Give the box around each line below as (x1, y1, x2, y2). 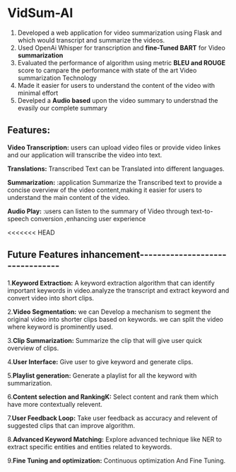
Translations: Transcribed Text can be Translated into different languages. (7, 164, 225, 173)
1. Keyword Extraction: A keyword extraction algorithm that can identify (7, 279, 216, 287)
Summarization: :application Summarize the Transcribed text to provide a (7, 178, 223, 186)
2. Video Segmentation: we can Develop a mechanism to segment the (7, 307, 211, 316)
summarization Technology (17, 73, 98, 82)
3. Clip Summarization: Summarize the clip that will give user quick (7, 336, 203, 344)
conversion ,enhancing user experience (30, 214, 146, 223)
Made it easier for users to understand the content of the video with (17, 81, 216, 89)
